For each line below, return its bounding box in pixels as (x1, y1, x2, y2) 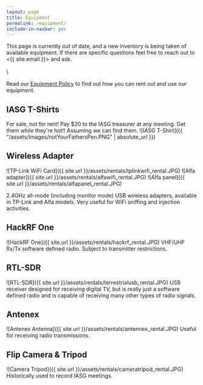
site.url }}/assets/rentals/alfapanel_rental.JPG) (6, 180, 123, 187)
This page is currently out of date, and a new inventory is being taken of (6, 43, 187, 50)
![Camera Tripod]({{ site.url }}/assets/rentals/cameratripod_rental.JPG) (6, 366, 184, 373)
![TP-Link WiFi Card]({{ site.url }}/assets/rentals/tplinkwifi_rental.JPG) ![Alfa (6, 167, 196, 174)
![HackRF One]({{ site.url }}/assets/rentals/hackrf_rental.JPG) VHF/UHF (6, 238, 185, 246)
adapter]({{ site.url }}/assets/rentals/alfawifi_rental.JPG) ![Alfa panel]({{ (6, 173, 185, 181)
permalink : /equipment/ (6, 20, 67, 26)
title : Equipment (6, 15, 50, 21)
